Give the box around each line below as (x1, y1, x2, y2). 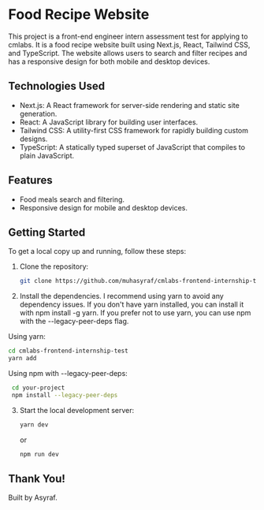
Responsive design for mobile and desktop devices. (19, 203, 188, 212)
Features (8, 173, 53, 187)
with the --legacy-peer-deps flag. (19, 317, 129, 326)
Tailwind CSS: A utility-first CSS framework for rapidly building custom (19, 125, 249, 135)
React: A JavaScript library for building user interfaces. (19, 117, 199, 127)
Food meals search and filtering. (19, 195, 125, 204)
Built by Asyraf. (8, 493, 58, 502)
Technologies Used (8, 80, 105, 93)
